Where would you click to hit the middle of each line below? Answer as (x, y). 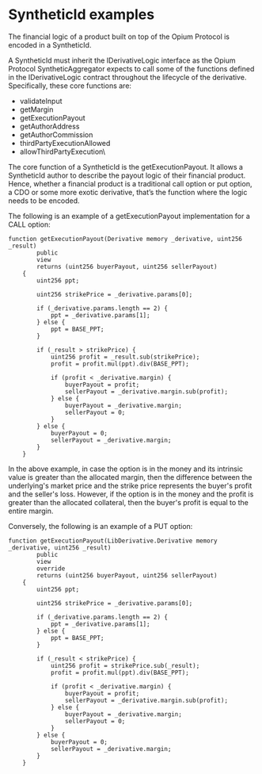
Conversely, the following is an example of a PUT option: (101, 526)
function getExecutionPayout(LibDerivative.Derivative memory (113, 541)
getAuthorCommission (56, 134)
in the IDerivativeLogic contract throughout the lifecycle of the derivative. (127, 77)
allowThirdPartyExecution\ (62, 151)
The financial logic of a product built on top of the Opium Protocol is (119, 36)
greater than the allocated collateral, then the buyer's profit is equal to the (129, 502)
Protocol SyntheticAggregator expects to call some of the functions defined (131, 68)
